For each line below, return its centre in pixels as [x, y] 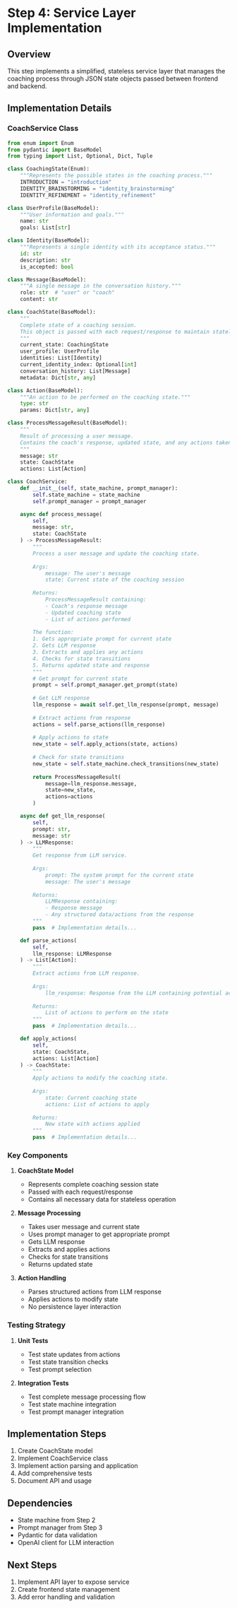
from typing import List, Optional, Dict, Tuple [80, 156]
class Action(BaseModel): [45, 390]
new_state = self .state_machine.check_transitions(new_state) [126, 764]
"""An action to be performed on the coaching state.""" [105, 397]
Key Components [38, 1155]
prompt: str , [52, 829]
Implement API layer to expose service [73, 1582]
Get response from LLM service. [80, 856]
